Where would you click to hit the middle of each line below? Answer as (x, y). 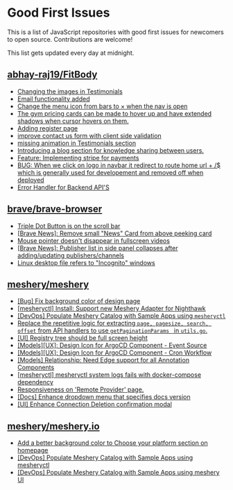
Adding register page (48, 128)
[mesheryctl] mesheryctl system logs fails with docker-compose (109, 375)
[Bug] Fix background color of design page (79, 301)
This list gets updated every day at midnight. (71, 53)
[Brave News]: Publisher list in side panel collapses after (97, 248)
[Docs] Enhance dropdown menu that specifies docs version (104, 397)
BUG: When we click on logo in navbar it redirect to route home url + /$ (119, 165)
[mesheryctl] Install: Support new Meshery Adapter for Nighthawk (111, 309)
